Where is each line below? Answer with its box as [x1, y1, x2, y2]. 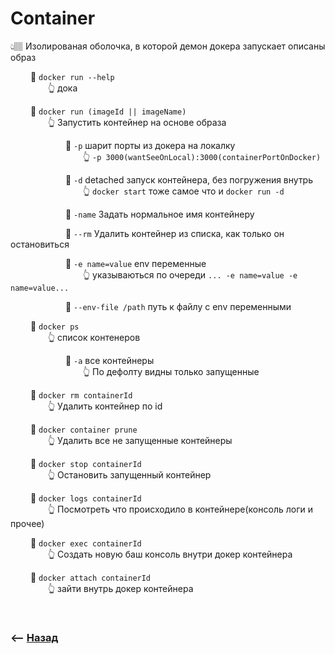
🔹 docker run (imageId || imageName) [29, 105, 187, 117]
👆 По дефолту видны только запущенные [82, 365, 260, 377]
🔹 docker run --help [29, 70, 115, 82]
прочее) [10, 517, 45, 529]
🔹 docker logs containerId [29, 492, 142, 504]
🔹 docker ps [29, 320, 80, 332]
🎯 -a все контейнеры [64, 354, 155, 366]
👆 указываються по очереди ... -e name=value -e [82, 268, 298, 281]
